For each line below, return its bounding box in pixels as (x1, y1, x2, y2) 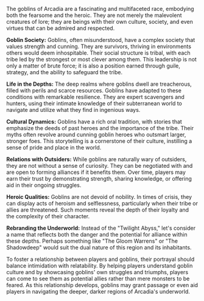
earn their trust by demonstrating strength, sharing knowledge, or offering (6, 175, 192, 182)
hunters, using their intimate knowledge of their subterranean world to (6, 100, 183, 107)
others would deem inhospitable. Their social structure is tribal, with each (6, 49, 191, 57)
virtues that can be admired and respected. (6, 24, 115, 32)
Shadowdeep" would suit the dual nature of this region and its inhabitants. (6, 244, 192, 251)
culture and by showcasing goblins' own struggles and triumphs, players (6, 269, 189, 275)
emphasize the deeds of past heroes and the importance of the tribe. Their (6, 125, 194, 131)
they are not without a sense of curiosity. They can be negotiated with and (6, 162, 193, 169)
